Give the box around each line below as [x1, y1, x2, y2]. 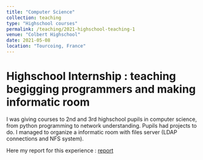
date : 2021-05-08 [6, 37, 51, 43]
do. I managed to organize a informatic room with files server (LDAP [6, 128, 177, 136]
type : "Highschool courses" [6, 20, 78, 26]
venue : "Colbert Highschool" [6, 32, 81, 38]
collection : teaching [6, 15, 62, 21]
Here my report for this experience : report [6, 147, 114, 154]
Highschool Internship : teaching [6, 70, 176, 83]
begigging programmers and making [6, 82, 196, 96]
